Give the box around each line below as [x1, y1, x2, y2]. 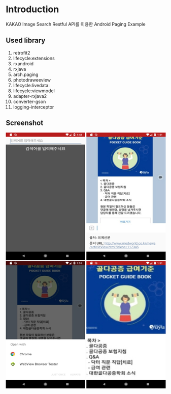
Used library [6, 36, 46, 45]
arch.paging [13, 71, 39, 77]
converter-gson [13, 98, 46, 104]
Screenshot [6, 119, 44, 127]
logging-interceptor [13, 103, 54, 110]
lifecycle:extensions [13, 55, 55, 61]
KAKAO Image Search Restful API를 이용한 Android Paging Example [6, 21, 146, 27]
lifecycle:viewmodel [13, 88, 55, 94]
